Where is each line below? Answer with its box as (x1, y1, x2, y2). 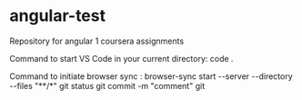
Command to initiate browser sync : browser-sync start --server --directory (9, 70, 293, 82)
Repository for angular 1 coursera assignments (9, 35, 185, 46)
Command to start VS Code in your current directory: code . (9, 53, 234, 64)
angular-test (9, 5, 106, 26)
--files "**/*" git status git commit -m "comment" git (9, 80, 206, 91)
